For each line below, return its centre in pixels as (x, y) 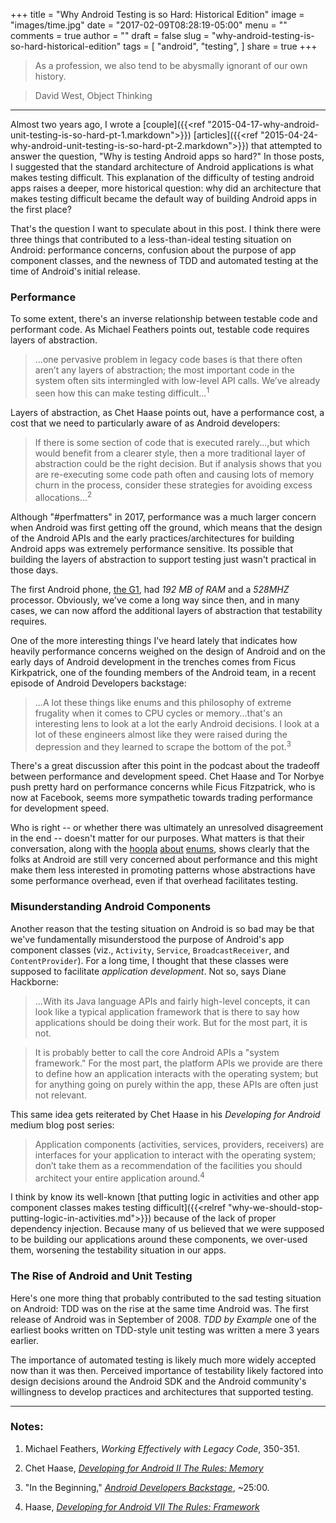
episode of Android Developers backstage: (98, 683)
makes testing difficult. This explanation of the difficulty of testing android (162, 177)
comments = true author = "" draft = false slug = (110, 35)
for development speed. (60, 808)
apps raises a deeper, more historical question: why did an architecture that (166, 188)
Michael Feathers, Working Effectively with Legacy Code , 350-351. (162, 1448)
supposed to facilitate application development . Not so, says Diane (148, 971)
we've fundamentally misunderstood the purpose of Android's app (147, 939)
